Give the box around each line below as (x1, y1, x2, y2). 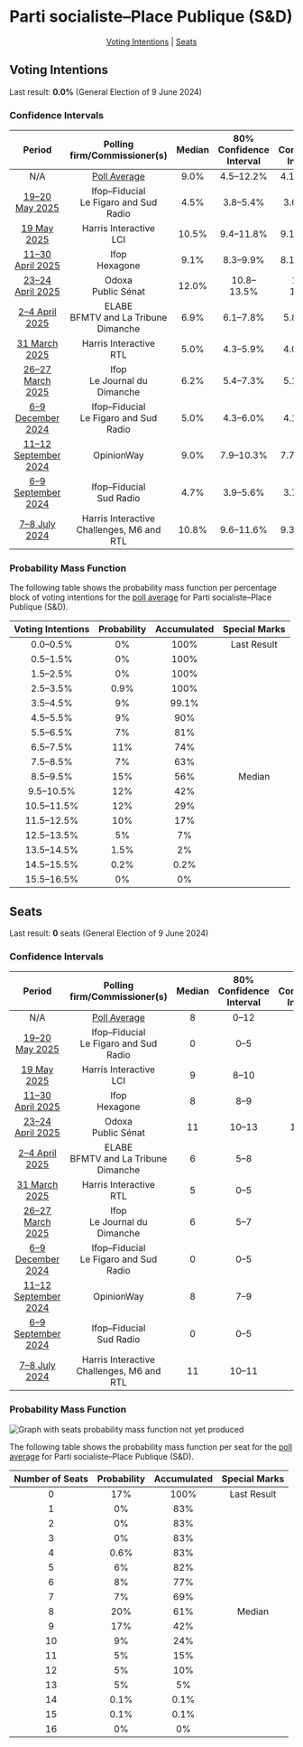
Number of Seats (14, 1472, 88, 1485)
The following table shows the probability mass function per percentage (9, 583, 277, 593)
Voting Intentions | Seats (106, 36, 197, 47)
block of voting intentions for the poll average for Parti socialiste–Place (9, 592, 272, 603)
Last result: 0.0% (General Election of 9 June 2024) (9, 86, 203, 97)
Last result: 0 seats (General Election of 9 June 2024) (9, 928, 209, 939)
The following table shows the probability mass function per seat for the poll (9, 1441, 293, 1452)
